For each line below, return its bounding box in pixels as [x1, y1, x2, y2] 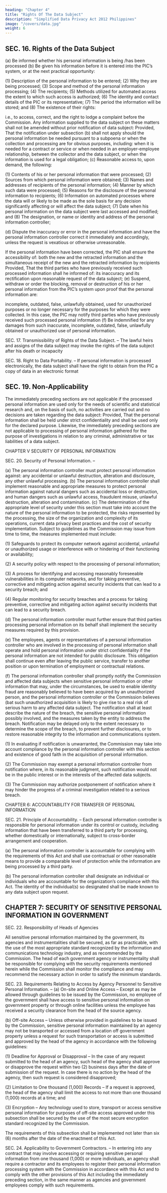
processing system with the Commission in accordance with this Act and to [5, 1166, 160, 1172]
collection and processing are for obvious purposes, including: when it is [5, 140, 154, 146]
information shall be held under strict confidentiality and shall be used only [5, 417, 158, 423]
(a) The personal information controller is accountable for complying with [5, 847, 155, 853]
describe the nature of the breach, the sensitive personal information [5, 710, 146, 716]
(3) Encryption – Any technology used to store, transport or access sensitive [5, 1104, 162, 1110]
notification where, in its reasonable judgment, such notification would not [5, 766, 157, 772]
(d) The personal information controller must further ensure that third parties [5, 616, 162, 622]
